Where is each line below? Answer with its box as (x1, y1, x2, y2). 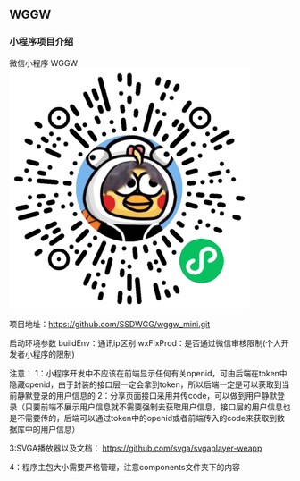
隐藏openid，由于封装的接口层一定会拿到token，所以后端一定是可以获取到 (9, 379, 283, 390)
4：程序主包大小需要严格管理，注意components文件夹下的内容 (9, 461, 241, 472)
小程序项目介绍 (9, 36, 74, 48)
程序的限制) (32, 349, 76, 359)
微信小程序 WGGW (9, 57, 79, 68)
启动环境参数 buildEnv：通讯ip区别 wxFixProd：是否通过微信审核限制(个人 (9, 337, 281, 348)
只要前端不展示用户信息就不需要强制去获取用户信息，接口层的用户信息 (24, 401, 283, 412)
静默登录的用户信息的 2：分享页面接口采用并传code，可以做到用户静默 (16, 390, 278, 401)
